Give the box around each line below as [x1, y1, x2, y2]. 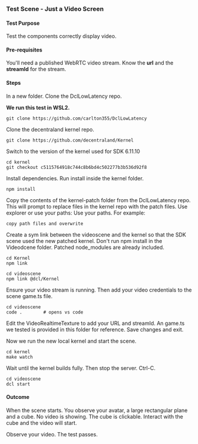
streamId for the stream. [6, 66, 66, 73]
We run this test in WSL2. [6, 104, 70, 111]
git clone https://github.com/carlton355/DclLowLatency [6, 115, 147, 122]
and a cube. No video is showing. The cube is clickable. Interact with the [6, 413, 184, 420]
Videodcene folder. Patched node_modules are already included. [6, 244, 165, 251]
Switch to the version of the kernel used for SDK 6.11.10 [6, 148, 140, 155]
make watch [6, 354, 33, 360]
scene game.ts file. [6, 292, 53, 299]
